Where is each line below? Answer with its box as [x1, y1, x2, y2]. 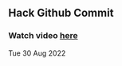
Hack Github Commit [8, 6, 114, 20]
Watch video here [8, 30, 78, 41]
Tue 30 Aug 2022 [8, 48, 66, 58]
